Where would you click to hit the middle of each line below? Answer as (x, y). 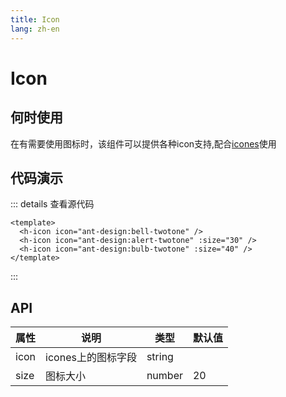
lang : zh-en (35, 29)
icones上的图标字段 (91, 358)
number (164, 376)
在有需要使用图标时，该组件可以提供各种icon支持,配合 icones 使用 (143, 143)
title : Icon (35, 19)
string (160, 357)
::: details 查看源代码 (52, 204)
